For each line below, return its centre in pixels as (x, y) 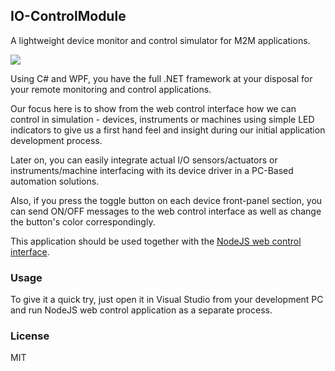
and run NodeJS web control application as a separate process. (141, 310)
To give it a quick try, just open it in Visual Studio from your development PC (167, 300)
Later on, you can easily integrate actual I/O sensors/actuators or (144, 160)
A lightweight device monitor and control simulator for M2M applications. (160, 40)
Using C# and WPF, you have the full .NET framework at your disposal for (161, 78)
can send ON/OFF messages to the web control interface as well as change (166, 211)
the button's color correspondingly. (83, 221)
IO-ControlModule (68, 16)
